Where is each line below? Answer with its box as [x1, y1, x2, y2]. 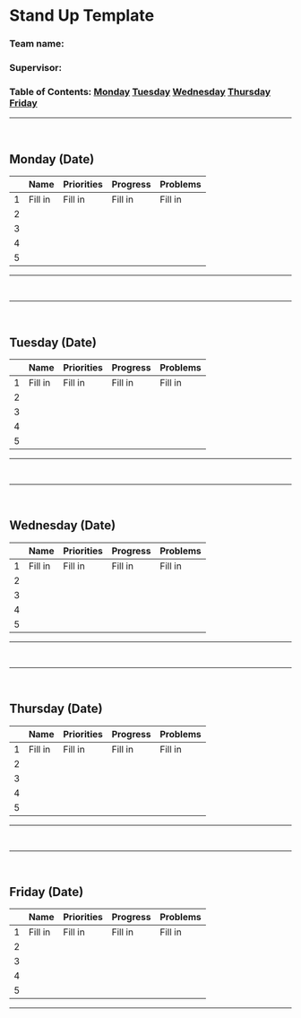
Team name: [9, 38, 64, 50]
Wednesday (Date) [9, 518, 116, 534]
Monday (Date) [9, 152, 95, 167]
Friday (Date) [9, 884, 84, 900]
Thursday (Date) [9, 701, 103, 717]
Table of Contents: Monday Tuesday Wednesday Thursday [9, 85, 271, 98]
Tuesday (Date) [9, 335, 97, 350]
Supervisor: [9, 62, 63, 74]
